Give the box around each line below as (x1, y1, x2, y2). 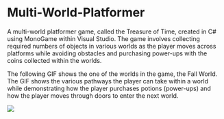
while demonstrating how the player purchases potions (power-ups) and (7, 84, 211, 92)
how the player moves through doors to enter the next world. (7, 91, 179, 100)
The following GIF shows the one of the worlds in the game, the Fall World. (7, 70, 218, 78)
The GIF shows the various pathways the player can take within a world (7, 77, 209, 85)
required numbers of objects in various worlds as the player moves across (7, 42, 216, 50)
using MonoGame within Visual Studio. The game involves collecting (7, 34, 200, 42)
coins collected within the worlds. (7, 56, 102, 64)
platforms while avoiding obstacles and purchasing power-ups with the (7, 49, 208, 57)
